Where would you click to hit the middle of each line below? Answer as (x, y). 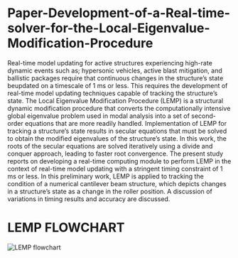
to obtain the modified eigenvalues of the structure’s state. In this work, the (117, 138)
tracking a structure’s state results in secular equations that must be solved (117, 131)
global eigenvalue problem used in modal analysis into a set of (99, 116)
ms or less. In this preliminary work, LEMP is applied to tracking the (106, 176)
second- (204, 116)
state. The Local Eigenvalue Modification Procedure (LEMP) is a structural (115, 100)
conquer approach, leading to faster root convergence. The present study (115, 154)
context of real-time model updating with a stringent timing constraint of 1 (115, 168)
